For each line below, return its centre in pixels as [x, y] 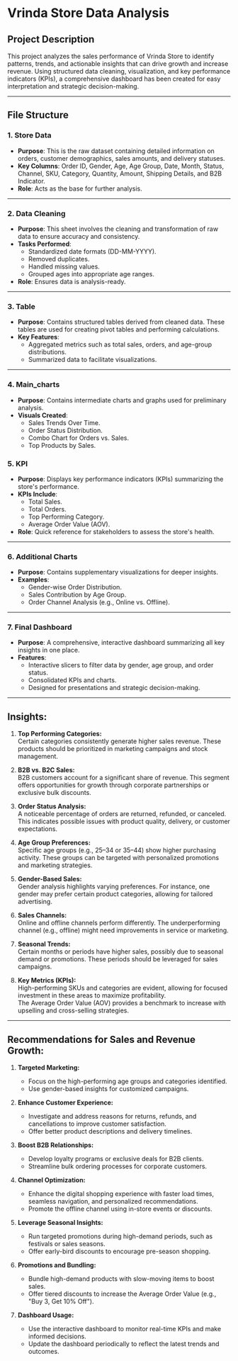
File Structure [38, 115]
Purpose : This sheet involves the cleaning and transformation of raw [118, 229]
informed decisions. [57, 1336]
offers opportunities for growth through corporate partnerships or [113, 785]
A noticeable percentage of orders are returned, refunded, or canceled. [122, 814]
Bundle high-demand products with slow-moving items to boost [121, 1279]
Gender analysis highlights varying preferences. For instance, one [114, 886]
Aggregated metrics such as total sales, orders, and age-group [120, 344]
